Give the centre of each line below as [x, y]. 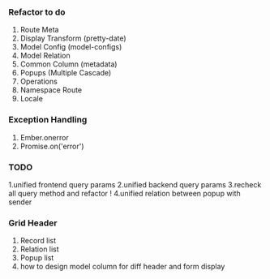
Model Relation [45, 56]
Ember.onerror [44, 137]
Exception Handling [48, 120]
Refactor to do [37, 12]
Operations [39, 82]
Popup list [37, 258]
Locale [31, 99]
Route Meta [39, 30]
